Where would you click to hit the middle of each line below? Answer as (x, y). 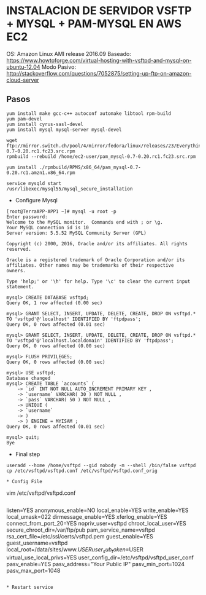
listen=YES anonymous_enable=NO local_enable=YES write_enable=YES (97, 510)
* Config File (25, 481)
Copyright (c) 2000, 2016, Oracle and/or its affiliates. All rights (97, 243)
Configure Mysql (36, 200)
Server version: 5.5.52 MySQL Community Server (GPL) (77, 233)
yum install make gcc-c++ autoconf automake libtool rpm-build (89, 113)
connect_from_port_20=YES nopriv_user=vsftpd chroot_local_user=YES (96, 523)
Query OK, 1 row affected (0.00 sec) (55, 303)
